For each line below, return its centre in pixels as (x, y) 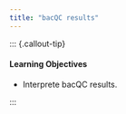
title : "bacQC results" (54, 18)
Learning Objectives (48, 64)
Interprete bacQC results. (70, 84)
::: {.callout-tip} (38, 43)
